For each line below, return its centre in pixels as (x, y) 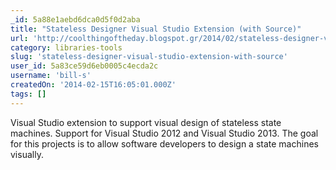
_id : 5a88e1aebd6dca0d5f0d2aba (75, 19)
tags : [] (28, 94)
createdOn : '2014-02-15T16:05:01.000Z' (93, 85)
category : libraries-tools (66, 47)
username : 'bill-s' (51, 76)
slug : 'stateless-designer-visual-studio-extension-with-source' (149, 57)
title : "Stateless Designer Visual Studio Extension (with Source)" (156, 29)
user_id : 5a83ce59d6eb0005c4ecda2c (84, 66)
